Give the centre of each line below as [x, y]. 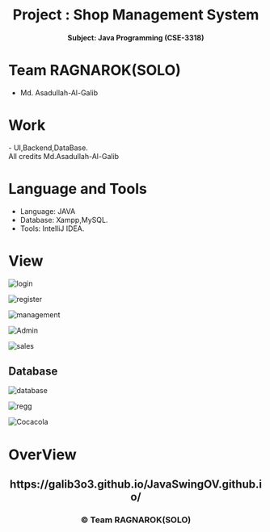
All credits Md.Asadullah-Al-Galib [64, 156]
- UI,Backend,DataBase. [49, 148]
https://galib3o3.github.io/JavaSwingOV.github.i [136, 484]
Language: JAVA [48, 211]
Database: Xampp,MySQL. [64, 220]
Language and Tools [78, 189]
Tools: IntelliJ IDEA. [52, 228]
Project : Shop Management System [136, 15]
